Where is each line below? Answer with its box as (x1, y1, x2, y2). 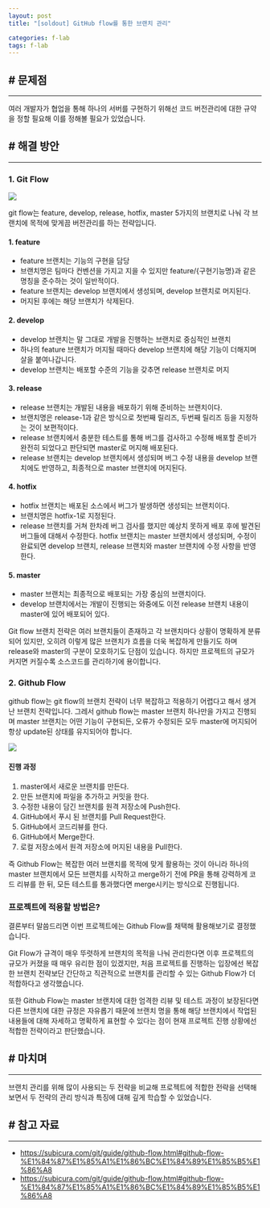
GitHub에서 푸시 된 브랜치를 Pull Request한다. (19, 811, 166, 821)
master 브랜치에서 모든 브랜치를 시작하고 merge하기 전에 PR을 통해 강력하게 (8, 869, 247, 879)
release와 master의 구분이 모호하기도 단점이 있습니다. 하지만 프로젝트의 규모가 (8, 647, 255, 656)
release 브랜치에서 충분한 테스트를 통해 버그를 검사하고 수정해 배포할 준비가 (19, 432, 257, 442)
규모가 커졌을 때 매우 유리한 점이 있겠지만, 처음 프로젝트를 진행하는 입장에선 (8, 958, 244, 968)
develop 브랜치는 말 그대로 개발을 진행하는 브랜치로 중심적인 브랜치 (19, 334, 231, 344)
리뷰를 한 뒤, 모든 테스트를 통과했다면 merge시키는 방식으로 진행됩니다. (16, 879, 239, 889)
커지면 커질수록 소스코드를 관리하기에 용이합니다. (8, 656, 162, 666)
